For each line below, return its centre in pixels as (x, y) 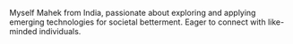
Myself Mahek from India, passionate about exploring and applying (133, 13)
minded (23, 31)
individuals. (60, 31)
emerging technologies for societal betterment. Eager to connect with (138, 22)
